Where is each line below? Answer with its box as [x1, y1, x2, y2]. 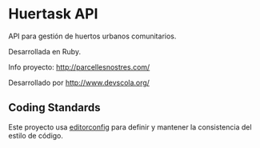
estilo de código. [8, 130, 64, 140]
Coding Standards [8, 101, 101, 114]
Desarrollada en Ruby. [8, 46, 82, 56]
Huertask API [8, 5, 98, 23]
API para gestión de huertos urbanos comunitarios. [8, 31, 177, 41]
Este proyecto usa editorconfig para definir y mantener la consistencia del [8, 122, 252, 132]
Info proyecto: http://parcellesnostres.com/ [8, 62, 150, 72]
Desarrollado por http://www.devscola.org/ [8, 78, 150, 87]
